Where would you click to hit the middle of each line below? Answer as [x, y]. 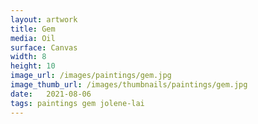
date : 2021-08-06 [51, 94]
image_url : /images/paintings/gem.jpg [91, 76]
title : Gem [33, 29]
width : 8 [28, 57]
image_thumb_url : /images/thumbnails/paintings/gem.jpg [129, 85]
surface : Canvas [44, 47]
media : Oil [33, 38]
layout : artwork [44, 19]
